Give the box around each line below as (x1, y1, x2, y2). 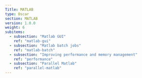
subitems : (5, 30, 25, 34)
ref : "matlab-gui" (14, 39, 51, 44)
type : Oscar (5, 12, 29, 16)
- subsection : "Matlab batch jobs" (9, 43, 81, 48)
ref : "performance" (14, 57, 53, 62)
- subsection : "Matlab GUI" (9, 34, 66, 39)
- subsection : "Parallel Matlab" (9, 61, 77, 66)
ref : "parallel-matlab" (14, 66, 62, 71)
